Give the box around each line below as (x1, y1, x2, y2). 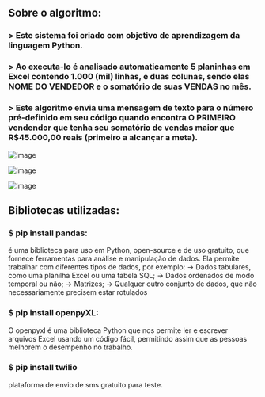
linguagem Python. (8, 40, 83, 51)
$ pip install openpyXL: (8, 307, 99, 319)
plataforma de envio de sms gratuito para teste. (8, 380, 164, 389)
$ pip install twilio (8, 362, 78, 373)
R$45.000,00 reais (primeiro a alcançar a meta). (8, 132, 199, 143)
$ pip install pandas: (8, 227, 89, 239)
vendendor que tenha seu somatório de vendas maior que (8, 122, 235, 133)
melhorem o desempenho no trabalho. (8, 342, 133, 352)
